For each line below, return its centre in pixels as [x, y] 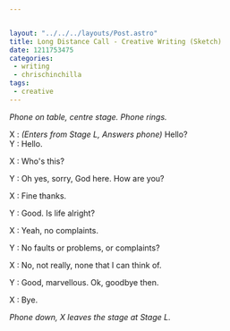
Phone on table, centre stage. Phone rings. [88, 116]
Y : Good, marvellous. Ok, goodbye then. [84, 282]
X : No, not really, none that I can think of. [85, 265]
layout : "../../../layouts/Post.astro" [84, 33]
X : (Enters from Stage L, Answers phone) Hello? [98, 134]
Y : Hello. [26, 143]
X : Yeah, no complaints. [54, 230]
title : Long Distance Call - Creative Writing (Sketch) [115, 41]
